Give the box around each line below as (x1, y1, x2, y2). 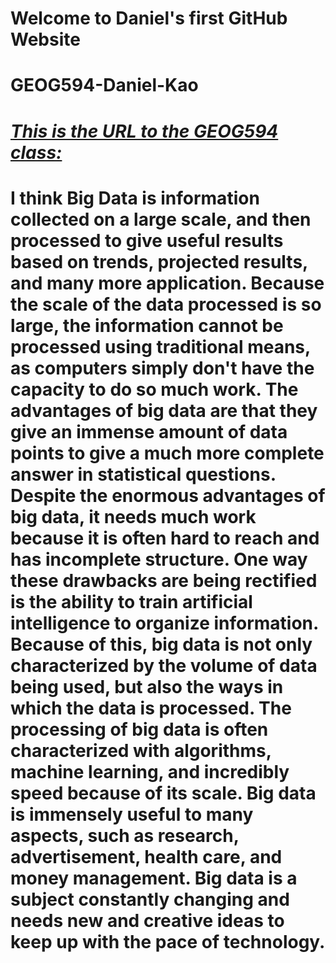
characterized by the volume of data (10, 654, 318, 677)
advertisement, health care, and (10, 845, 283, 868)
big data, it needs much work (10, 505, 257, 528)
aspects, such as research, (10, 824, 240, 847)
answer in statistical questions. (10, 463, 277, 486)
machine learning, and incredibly (10, 760, 290, 783)
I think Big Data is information (10, 187, 260, 209)
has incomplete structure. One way (10, 548, 308, 571)
